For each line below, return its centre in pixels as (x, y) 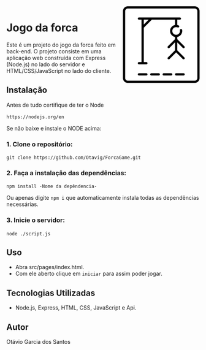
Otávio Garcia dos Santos (38, 342)
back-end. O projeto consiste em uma (54, 51)
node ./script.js (29, 234)
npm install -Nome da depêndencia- (52, 186)
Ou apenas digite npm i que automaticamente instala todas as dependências (103, 198)
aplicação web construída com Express (56, 58)
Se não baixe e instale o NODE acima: (54, 128)
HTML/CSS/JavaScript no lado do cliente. (59, 70)
